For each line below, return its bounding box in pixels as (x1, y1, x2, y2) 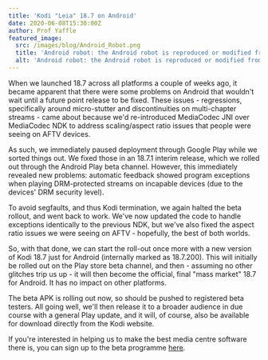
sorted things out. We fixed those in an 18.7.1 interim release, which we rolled (8, 153, 260, 162)
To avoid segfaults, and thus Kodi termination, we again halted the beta (8, 202, 242, 212)
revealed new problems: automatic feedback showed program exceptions (8, 170, 250, 180)
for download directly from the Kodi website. (8, 318, 155, 328)
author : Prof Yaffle (8, 26, 77, 34)
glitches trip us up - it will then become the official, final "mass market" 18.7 (8, 269, 257, 278)
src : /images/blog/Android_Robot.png (15, 42, 141, 50)
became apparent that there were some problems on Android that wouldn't (8, 86, 254, 96)
